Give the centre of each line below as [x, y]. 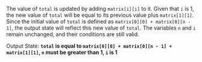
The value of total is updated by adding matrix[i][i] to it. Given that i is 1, [100, 9]
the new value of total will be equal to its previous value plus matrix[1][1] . [100, 15]
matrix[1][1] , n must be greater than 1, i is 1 [62, 52]
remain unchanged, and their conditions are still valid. [73, 34]
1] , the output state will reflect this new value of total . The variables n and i [101, 28]
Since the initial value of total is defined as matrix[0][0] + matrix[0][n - [99, 21]
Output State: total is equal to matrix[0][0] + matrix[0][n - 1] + [89, 46]
